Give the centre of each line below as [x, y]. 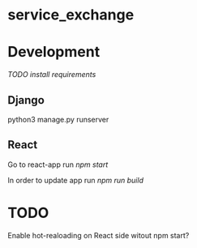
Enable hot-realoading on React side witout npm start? [98, 235]
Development [54, 52]
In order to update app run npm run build [75, 180]
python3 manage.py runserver [58, 119]
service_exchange [71, 15]
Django [26, 100]
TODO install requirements [52, 75]
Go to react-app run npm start [58, 165]
